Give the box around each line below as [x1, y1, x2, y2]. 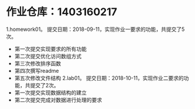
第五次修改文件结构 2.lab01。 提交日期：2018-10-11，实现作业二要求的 [14, 74, 184, 82]
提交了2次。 [30, 82, 60, 89]
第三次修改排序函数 [14, 59, 61, 67]
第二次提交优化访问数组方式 [14, 52, 82, 59]
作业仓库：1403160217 [6, 5, 118, 19]
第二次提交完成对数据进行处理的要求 [14, 96, 102, 103]
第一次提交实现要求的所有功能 [14, 45, 87, 52]
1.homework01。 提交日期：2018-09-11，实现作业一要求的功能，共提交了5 [6, 26, 185, 33]
